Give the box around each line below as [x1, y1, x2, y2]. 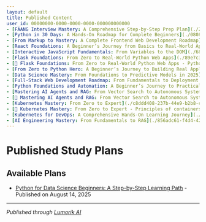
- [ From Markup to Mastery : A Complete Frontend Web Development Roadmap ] [6, 37, 202, 44]
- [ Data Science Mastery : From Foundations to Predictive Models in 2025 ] [6, 72, 202, 78]
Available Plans [6, 168, 66, 178]
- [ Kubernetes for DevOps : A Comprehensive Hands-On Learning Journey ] [6, 112, 193, 118]
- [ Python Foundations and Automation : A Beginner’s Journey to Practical [6, 83, 202, 90]
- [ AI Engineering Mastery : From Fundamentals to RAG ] [6, 117, 150, 123]
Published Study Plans [6, 144, 124, 158]
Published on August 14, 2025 [15, 191, 91, 198]
